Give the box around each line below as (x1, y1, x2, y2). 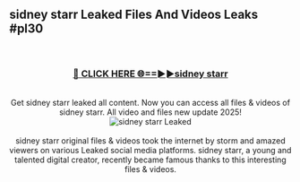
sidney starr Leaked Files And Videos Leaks (9, 7, 259, 22)
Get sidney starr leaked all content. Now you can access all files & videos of (10, 98, 291, 108)
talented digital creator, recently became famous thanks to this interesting (14, 154, 287, 165)
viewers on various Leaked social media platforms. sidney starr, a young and (9, 145, 292, 156)
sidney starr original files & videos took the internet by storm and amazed (14, 135, 287, 146)
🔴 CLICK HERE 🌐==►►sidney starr (73, 67, 228, 80)
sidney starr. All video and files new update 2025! (59, 107, 242, 117)
